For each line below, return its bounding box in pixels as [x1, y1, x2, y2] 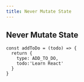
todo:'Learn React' [16, 60, 64, 67]
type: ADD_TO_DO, [16, 56, 59, 62]
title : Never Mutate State [6, 8, 72, 15]
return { [11, 51, 33, 56]
